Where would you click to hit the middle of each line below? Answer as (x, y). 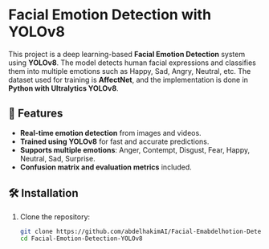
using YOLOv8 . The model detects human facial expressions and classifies (132, 63)
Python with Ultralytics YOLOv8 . (63, 88)
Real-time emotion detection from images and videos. (111, 133)
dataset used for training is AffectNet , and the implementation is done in (128, 80)
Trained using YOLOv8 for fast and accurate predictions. (114, 141)
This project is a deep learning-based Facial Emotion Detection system (127, 54)
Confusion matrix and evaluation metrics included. (106, 167)
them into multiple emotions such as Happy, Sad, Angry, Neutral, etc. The (130, 71)
